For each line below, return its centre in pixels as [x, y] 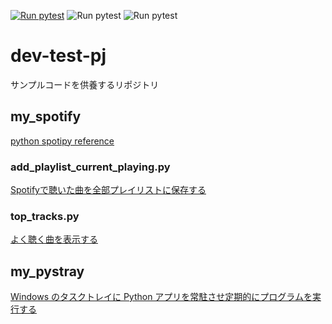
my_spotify [46, 116]
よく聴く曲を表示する [54, 239]
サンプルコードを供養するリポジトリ [85, 84]
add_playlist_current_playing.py [90, 167]
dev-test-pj [58, 56]
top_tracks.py [45, 216]
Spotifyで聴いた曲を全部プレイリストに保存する [108, 190]
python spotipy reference [62, 141]
